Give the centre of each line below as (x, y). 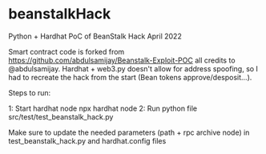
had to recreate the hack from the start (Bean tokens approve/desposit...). (130, 77)
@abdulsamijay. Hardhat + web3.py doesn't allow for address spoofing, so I (133, 68)
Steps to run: (30, 92)
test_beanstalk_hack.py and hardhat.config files (87, 140)
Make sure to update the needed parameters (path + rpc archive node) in (129, 132)
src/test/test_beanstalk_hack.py (61, 116)
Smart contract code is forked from (66, 51)
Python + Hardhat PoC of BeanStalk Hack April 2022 (95, 36)
